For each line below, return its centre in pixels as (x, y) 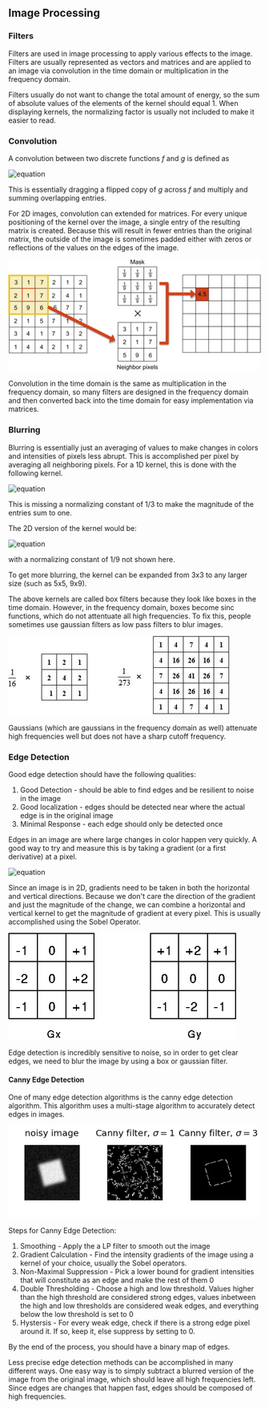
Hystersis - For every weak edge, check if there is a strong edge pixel (135, 1323)
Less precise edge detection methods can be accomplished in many (121, 1362)
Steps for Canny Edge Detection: (62, 1231)
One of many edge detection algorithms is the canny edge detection (121, 1097)
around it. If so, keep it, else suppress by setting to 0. (107, 1331)
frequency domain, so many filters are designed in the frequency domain (128, 392)
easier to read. (32, 120)
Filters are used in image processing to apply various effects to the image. (130, 53)
